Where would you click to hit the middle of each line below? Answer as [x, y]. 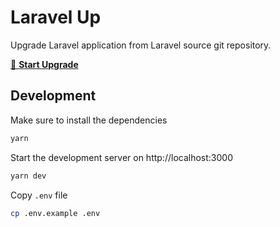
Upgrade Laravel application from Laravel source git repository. [141, 45]
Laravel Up [56, 17]
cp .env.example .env [55, 213]
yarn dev [28, 176]
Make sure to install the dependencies [89, 120]
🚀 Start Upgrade [44, 64]
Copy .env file [39, 195]
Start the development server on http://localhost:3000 [121, 157]
